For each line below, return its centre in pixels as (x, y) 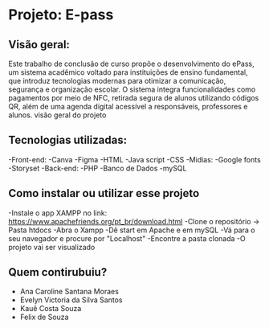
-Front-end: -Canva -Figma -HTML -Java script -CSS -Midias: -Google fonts (134, 159)
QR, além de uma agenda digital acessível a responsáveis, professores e (128, 107)
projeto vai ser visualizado (52, 247)
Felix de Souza (44, 317)
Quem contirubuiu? (58, 272)
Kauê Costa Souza (51, 309)
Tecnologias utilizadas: (67, 140)
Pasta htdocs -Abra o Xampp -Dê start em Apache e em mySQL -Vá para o (132, 230)
